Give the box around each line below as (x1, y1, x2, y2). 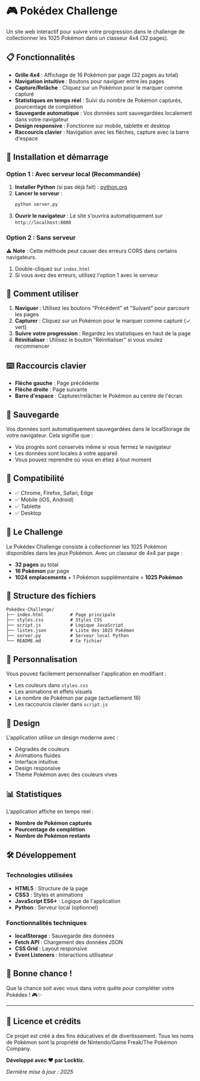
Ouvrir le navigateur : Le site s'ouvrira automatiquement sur (14, 212, 163, 219)
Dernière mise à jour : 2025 (6, 1068, 73, 1075)
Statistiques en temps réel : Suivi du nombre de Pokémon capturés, (14, 96, 183, 104)
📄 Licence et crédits (6, 1016, 82, 1027)
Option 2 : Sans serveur (6, 234, 76, 242)
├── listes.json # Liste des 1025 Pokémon (6, 627, 135, 633)
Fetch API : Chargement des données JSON (14, 938, 123, 945)
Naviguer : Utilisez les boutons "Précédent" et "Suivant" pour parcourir (14, 305, 190, 312)
